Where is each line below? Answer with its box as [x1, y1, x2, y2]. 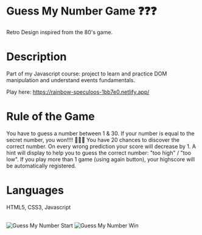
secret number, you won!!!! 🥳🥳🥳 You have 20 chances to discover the [6, 136, 179, 143]
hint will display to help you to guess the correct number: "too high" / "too [6, 149, 192, 156]
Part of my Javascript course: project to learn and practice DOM [6, 70, 167, 77]
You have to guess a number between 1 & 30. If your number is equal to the [6, 130, 195, 137]
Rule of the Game [6, 110, 96, 124]
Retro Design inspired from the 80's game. [6, 28, 113, 36]
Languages [6, 183, 64, 197]
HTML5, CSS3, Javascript [6, 203, 71, 211]
